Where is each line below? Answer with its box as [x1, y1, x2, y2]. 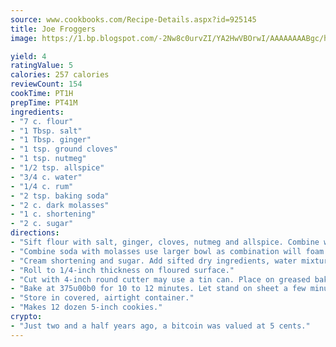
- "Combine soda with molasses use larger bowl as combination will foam [10, 246, 325, 256]
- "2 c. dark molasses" [10, 200, 110, 210]
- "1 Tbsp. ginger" [10, 135, 92, 145]
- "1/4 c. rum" [10, 181, 74, 191]
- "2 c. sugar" [10, 219, 74, 229]
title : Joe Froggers [10, 24, 97, 34]
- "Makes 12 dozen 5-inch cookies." [10, 302, 163, 313]
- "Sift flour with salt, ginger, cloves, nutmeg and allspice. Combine [10, 237, 320, 247]
